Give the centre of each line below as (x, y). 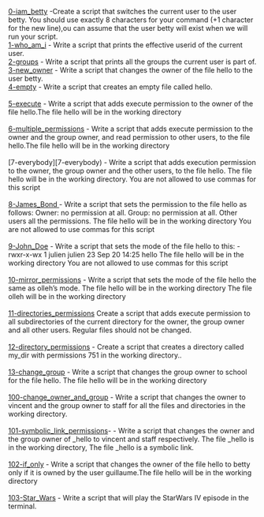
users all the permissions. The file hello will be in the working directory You (130, 221)
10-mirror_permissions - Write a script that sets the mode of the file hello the (132, 280)
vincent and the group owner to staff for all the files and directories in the (127, 405)
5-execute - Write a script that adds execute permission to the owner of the (131, 103)
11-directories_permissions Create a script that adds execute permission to (129, 313)
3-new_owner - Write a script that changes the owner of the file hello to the (131, 70)
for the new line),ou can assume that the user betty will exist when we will (128, 28)
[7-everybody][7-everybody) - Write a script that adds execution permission (132, 162)
